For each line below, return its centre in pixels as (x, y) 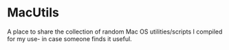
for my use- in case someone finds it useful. (69, 38)
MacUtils (33, 13)
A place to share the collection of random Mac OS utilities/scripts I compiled (115, 32)
